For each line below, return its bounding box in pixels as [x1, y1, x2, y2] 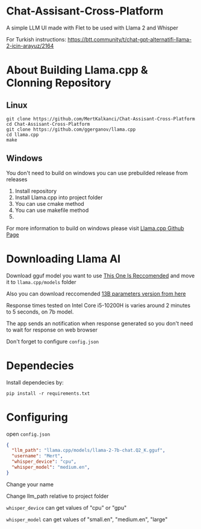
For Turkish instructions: [6, 36, 67, 43]
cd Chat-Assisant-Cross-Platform [6, 121, 90, 127]
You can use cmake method [14, 200, 84, 207]
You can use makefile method [14, 206, 89, 214]
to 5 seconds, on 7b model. [6, 308, 74, 315]
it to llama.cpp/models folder [6, 278, 76, 285]
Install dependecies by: [6, 379, 64, 386]
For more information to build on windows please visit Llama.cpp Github [6, 224, 185, 232]
